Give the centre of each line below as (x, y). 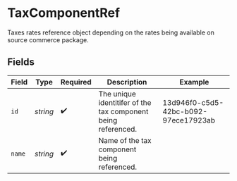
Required (76, 82)
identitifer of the (125, 102)
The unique (117, 94)
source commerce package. (48, 39)
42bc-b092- (185, 111)
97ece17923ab (189, 120)
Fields (21, 62)
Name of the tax (125, 140)
